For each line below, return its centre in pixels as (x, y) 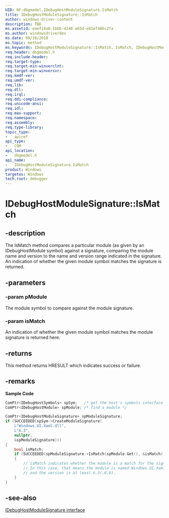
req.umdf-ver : (20, 80)
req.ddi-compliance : (27, 99)
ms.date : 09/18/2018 (27, 38)
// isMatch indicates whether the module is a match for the (89, 463)
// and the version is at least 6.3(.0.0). (69, 473)
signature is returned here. (33, 338)
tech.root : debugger (27, 179)
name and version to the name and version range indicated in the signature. (83, 256)
